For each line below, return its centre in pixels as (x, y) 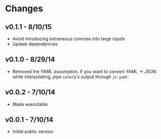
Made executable (30, 104)
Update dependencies (35, 44)
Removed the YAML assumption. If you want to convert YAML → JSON (84, 71)
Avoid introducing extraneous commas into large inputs (69, 39)
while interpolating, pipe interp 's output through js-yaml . (71, 77)
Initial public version (33, 132)
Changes (24, 9)
